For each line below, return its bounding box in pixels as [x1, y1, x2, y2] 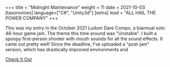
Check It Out [5, 56, 32, 62]
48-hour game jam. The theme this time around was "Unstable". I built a [5, 30, 157, 36]
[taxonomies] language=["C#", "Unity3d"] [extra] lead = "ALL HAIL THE [5, 10, 156, 16]
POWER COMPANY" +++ [5, 15, 58, 21]
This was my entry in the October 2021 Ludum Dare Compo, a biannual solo [5, 25, 165, 31]
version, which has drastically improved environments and [5, 47, 128, 52]
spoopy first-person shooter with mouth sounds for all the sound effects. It [5, 36, 163, 42]
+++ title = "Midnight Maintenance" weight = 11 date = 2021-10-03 [5, 5, 145, 10]
